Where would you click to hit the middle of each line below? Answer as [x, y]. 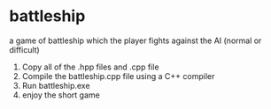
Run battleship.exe [56, 85]
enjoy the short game [61, 95]
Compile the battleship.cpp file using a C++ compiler [118, 76]
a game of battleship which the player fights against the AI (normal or [135, 40]
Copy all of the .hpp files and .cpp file [90, 67]
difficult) [24, 49]
